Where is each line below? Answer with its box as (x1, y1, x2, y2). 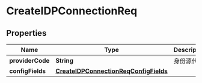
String (55, 57, 74, 64)
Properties (6, 28, 47, 38)
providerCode (9, 57, 50, 64)
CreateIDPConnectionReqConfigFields (55, 67, 168, 75)
